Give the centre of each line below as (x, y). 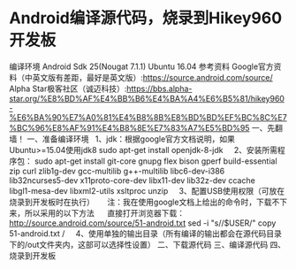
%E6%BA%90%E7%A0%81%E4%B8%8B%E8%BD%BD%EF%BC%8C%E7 (148, 117)
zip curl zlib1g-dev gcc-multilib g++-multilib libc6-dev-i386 (117, 171)
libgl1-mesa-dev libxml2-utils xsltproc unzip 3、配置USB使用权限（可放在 (147, 190)
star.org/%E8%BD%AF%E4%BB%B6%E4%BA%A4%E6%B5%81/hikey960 (147, 98)
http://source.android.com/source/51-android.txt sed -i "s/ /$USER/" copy (143, 223)
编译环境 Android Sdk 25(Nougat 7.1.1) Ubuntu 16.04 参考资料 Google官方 (141, 66)
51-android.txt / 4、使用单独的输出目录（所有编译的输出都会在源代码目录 (146, 233)
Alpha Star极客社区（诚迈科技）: (68, 88)
